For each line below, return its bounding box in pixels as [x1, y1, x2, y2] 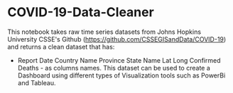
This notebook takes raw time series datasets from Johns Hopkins [7, 27, 201, 36]
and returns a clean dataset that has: [7, 42, 115, 51]
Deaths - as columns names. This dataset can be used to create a [17, 63, 211, 72]
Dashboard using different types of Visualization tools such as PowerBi [17, 71, 226, 80]
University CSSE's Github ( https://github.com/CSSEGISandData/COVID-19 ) [7, 35, 227, 43]
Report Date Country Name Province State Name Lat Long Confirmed [17, 56, 221, 64]
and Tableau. [17, 78, 56, 87]
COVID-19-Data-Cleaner [7, 4, 154, 20]
